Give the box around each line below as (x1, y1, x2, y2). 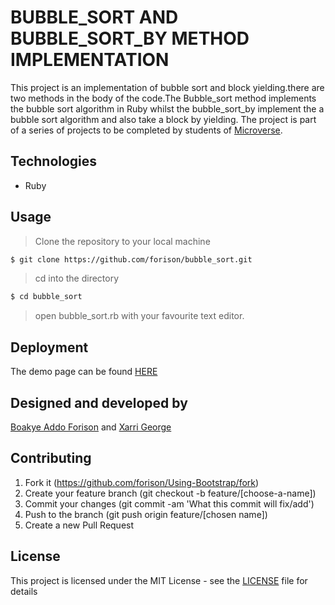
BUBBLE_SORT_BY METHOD (10, 27, 250, 50)
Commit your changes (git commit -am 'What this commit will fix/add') (24, 497, 315, 510)
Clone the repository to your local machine (34, 235, 211, 247)
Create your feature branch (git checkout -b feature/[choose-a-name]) (24, 487, 317, 499)
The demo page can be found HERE (10, 366, 158, 378)
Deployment (10, 339, 89, 356)
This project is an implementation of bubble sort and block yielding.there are (10, 81, 325, 93)
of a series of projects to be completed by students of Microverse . (10, 124, 283, 136)
